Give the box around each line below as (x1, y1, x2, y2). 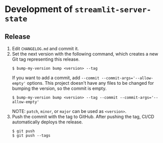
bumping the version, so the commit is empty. (12, 85, 107, 91)
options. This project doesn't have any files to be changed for (27, 80, 154, 86)
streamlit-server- (74, 5, 151, 15)
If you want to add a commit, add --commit (12, 75, 100, 81)
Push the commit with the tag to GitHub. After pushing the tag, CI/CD (12, 114, 154, 119)
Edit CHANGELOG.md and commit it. (12, 46, 79, 51)
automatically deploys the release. (12, 119, 83, 125)
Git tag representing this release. (12, 56, 80, 62)
